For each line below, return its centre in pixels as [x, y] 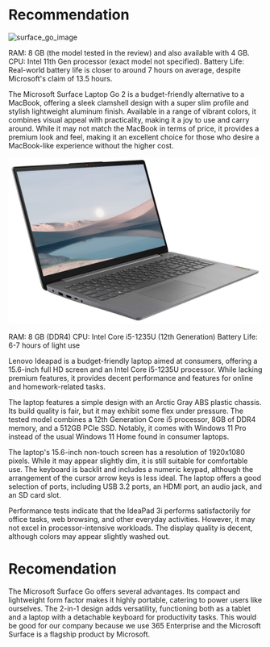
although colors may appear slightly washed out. [89, 536]
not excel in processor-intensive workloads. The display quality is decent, [131, 528]
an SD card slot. [35, 495]
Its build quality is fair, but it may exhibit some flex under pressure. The [126, 411]
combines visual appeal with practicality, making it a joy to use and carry [129, 119]
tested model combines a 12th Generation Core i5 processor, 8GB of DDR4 [132, 420]
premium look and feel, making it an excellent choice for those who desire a [134, 137]
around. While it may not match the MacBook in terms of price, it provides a [134, 128]
